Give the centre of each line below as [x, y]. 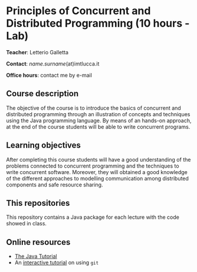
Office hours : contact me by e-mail [49, 75]
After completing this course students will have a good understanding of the [98, 159]
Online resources [38, 242]
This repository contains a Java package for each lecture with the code [93, 217]
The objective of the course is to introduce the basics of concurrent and [93, 108]
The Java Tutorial [36, 256]
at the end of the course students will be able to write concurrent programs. [98, 127]
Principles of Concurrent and [78, 11]
